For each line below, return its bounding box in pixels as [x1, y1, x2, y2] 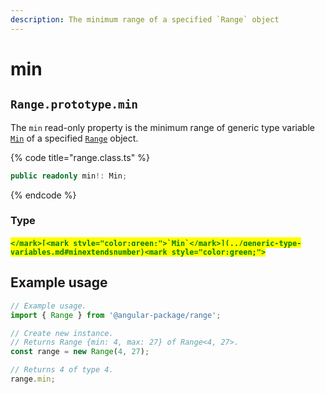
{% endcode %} [10, 189, 77, 201]
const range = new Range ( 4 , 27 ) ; [10, 347, 150, 357]
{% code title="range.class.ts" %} [10, 151, 150, 163]
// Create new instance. [10, 328, 114, 338]
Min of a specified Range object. [10, 132, 139, 144]
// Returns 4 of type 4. [10, 365, 114, 375]
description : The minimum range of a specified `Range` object [10, 14, 280, 25]
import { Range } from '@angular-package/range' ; [10, 310, 222, 320]
